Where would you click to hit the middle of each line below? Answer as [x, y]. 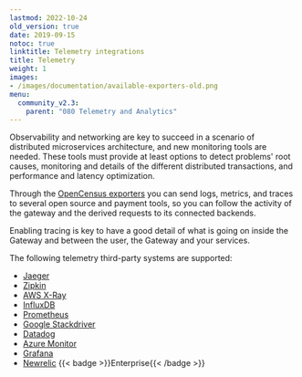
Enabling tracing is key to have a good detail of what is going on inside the [149, 231]
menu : [20, 94]
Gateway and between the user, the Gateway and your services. [130, 241]
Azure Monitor [50, 344]
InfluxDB [39, 305]
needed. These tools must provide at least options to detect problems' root [150, 157]
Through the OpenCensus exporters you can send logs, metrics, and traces [151, 194]
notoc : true [32, 43]
